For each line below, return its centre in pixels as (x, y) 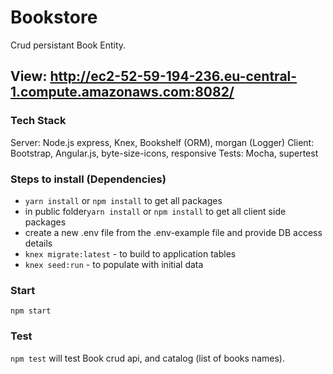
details (38, 243)
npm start (31, 311)
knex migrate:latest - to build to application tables (130, 253)
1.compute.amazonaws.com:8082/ (122, 92)
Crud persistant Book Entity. (68, 45)
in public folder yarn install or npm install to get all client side (155, 211)
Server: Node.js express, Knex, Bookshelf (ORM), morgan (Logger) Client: (162, 142)
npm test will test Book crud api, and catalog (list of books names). (147, 358)
